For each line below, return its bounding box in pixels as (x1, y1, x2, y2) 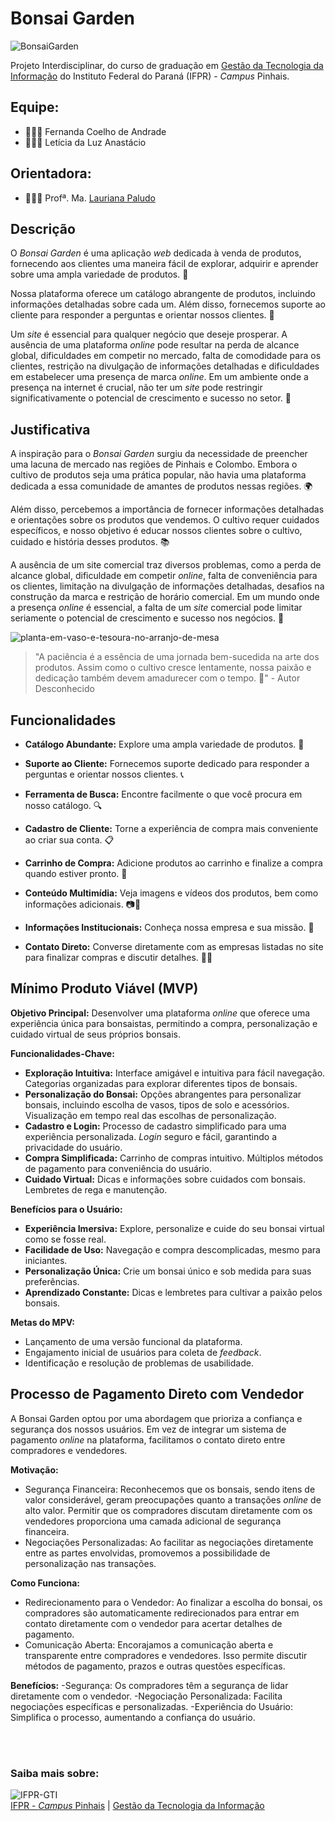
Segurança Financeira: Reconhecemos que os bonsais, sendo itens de (24, 1483, 316, 1495)
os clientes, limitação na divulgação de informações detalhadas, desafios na (10, 580, 325, 592)
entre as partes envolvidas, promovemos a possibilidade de (24, 1547, 271, 1559)
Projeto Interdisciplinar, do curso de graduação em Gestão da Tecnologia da (10, 59, 324, 71)
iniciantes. (24, 1254, 68, 1266)
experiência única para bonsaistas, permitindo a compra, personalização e (10, 1017, 318, 1029)
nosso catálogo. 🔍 (24, 800, 103, 811)
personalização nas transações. (24, 1557, 157, 1569)
